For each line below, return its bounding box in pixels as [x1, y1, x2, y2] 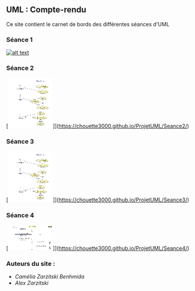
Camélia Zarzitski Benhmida [14, 273, 85, 280]
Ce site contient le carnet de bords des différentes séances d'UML [6, 20, 170, 27]
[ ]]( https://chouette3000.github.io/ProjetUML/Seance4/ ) [6, 244, 190, 252]
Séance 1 [6, 35, 33, 44]
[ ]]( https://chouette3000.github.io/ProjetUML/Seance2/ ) [6, 122, 190, 130]
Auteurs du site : [6, 259, 55, 268]
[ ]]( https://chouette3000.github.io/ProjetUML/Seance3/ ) [6, 196, 190, 203]
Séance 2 [6, 64, 34, 72]
